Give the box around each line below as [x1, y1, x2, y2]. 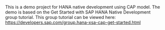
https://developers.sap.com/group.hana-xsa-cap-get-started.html [5, 19, 141, 25]
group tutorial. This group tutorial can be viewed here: [5, 15, 116, 20]
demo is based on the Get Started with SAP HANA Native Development [5, 9, 151, 15]
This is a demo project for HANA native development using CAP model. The [5, 4, 161, 10]
